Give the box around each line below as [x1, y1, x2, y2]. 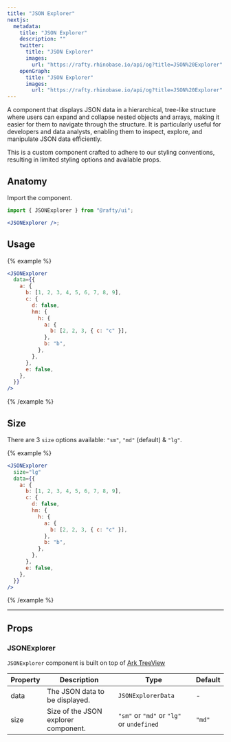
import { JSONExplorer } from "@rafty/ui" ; [7, 207, 134, 214]
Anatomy [7, 175, 47, 187]
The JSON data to [47, 687, 105, 697]
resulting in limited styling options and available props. [7, 155, 162, 164]
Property [10, 675, 41, 685]
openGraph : [19, 67, 51, 74]
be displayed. [47, 695, 91, 705]
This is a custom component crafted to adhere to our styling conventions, [7, 149, 215, 157]
